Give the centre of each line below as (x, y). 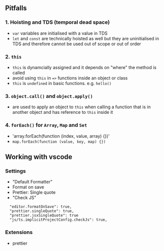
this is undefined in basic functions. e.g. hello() (62, 83)
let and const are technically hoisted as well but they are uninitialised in (86, 38)
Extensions (19, 232)
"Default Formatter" (32, 182)
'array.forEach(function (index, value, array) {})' (61, 136)
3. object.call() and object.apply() (49, 96)
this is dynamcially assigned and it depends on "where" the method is (84, 67)
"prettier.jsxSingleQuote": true (44, 216)
